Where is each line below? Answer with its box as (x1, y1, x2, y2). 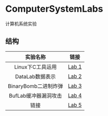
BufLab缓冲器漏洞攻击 (9, 92, 62, 99)
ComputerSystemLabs (5, 3, 103, 15)
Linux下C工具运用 (14, 63, 57, 71)
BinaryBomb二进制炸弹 (8, 82, 63, 89)
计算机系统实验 (5, 20, 37, 27)
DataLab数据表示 (15, 73, 56, 80)
